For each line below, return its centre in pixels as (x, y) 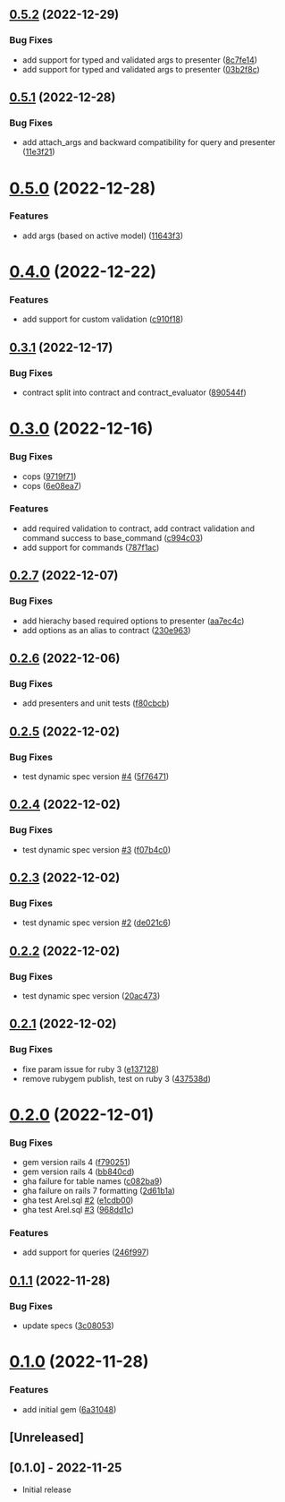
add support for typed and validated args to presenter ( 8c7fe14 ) (139, 60)
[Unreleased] (47, 1437)
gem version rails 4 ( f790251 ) (76, 1163)
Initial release (46, 1489)
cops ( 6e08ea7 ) (52, 485)
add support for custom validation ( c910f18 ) (103, 319)
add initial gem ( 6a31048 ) (69, 1409)
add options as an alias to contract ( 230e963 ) (106, 630)
